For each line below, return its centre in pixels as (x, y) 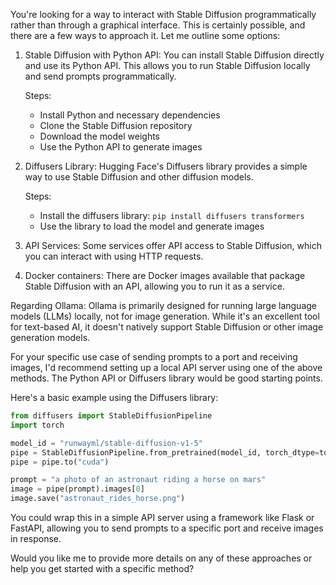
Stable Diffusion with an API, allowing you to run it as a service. (154, 286)
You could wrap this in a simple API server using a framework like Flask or (162, 517)
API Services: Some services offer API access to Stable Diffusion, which (173, 245)
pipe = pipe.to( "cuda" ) (60, 462)
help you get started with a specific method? (102, 568)
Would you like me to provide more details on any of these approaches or (161, 558)
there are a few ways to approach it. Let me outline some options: (145, 35)
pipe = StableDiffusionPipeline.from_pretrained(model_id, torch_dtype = (165, 452)
